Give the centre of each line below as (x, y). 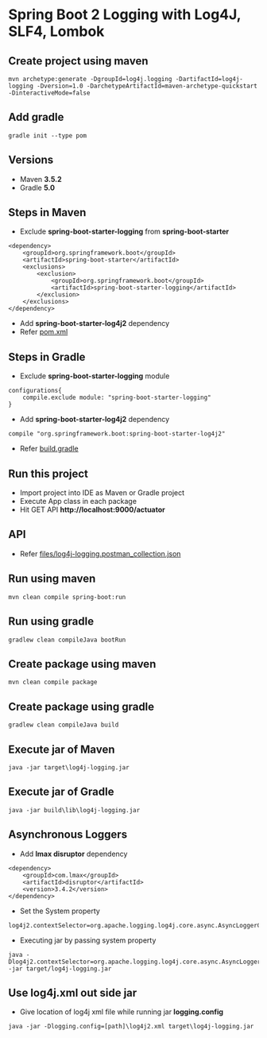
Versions (31, 160)
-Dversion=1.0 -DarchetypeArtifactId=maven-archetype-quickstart (147, 86)
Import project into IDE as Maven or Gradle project (102, 493)
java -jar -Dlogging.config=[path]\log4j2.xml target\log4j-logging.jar (131, 1027)
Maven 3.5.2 (41, 179)
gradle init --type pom (48, 136)
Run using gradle (51, 622)
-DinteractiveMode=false (49, 93)
